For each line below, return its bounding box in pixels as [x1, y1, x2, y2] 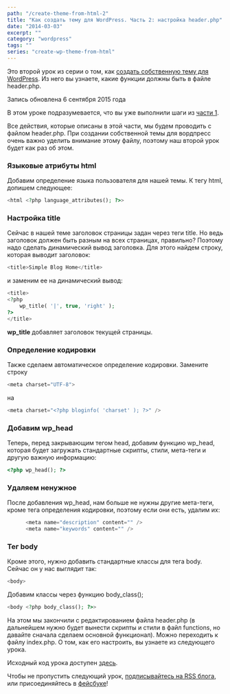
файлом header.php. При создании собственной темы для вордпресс [7, 128, 211, 137]
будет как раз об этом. [7, 144, 74, 152]
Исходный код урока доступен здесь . [7, 658, 118, 667]
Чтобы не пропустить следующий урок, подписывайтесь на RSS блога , [7, 671, 216, 680]
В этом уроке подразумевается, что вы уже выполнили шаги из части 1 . [7, 108, 220, 117]
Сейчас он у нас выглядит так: [7, 565, 97, 573]
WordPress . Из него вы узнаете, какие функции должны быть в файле [7, 74, 211, 82]
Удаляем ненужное [7, 482, 77, 492]
